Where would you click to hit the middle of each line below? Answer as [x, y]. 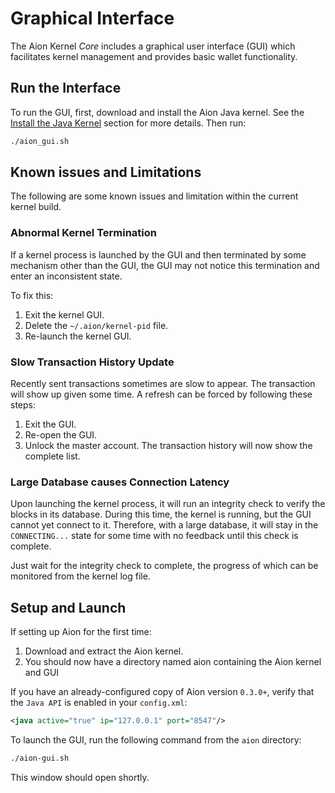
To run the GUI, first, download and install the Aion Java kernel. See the [157, 112]
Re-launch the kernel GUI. [78, 336]
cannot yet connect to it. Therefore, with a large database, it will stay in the [164, 525]
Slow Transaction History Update [92, 362]
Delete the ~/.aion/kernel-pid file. [96, 325]
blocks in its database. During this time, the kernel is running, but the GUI [161, 514]
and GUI [42, 673]
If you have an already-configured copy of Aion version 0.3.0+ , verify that [162, 692]
